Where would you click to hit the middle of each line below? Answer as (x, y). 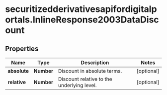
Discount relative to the (85, 79)
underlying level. (77, 85)
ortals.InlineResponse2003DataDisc (82, 20)
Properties (22, 48)
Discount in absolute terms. (90, 71)
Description (95, 62)
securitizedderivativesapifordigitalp (81, 9)
